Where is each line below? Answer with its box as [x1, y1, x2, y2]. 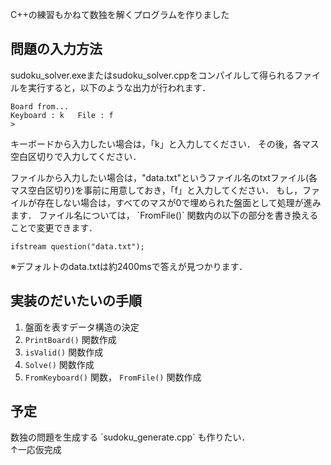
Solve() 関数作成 [24, 358, 95, 370]
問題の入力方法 [10, 41, 103, 58]
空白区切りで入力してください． [10, 150, 142, 162]
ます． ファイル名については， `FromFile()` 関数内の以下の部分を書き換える [10, 209, 319, 221]
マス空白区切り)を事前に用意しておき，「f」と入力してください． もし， [10, 184, 303, 196]
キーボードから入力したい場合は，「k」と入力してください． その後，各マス [10, 138, 320, 150]
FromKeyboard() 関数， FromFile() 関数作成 [24, 371, 202, 383]
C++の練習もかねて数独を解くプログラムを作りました [10, 9, 230, 20]
